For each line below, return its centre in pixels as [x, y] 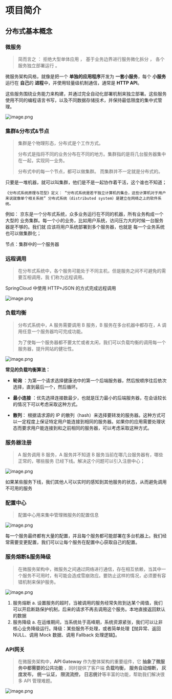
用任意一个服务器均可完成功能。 [51, 331]
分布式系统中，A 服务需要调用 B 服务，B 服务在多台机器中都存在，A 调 [92, 325]
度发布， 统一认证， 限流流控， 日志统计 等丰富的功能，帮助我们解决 [89, 674]
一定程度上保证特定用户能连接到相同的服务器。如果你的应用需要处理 [89, 421]
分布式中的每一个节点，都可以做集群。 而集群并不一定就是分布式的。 [90, 171]
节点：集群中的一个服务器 [32, 244]
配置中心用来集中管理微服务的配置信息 [58, 515]
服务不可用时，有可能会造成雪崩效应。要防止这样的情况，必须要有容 [94, 575]
